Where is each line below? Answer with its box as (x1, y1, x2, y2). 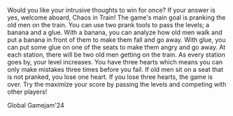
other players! (7, 87, 48, 96)
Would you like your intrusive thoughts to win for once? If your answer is (7, 6, 216, 14)
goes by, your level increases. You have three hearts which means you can (7, 58, 223, 66)
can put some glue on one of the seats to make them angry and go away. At (7, 43, 226, 51)
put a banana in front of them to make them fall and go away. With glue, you (7, 36, 226, 44)
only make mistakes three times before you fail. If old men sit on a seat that (7, 66, 224, 73)
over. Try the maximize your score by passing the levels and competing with (7, 80, 227, 88)
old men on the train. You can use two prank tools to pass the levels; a (7, 21, 210, 29)
